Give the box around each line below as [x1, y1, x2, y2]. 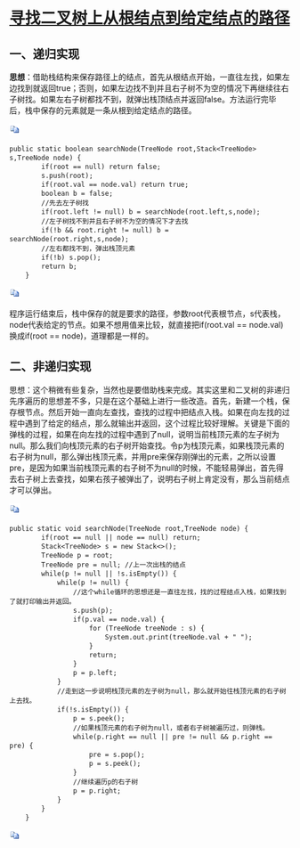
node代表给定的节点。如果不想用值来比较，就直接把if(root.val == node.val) [9, 320, 284, 330]
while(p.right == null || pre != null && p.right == [72, 732, 273, 741]
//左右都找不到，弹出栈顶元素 [41, 244, 136, 253]
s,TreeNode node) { [9, 153, 82, 162]
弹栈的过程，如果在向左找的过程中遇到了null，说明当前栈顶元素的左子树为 [9, 428, 280, 439]
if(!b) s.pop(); [41, 253, 101, 262]
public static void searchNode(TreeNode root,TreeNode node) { [9, 524, 249, 533]
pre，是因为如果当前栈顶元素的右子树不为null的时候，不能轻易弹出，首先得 [9, 462, 285, 473]
